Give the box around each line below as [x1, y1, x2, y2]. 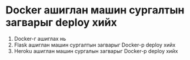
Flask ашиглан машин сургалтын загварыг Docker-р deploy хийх [14, 41, 176, 48]
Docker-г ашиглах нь [14, 35, 66, 42]
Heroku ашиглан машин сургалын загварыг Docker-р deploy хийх [14, 47, 178, 54]
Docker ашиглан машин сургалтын [5, 3, 185, 17]
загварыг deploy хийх [5, 16, 117, 29]
